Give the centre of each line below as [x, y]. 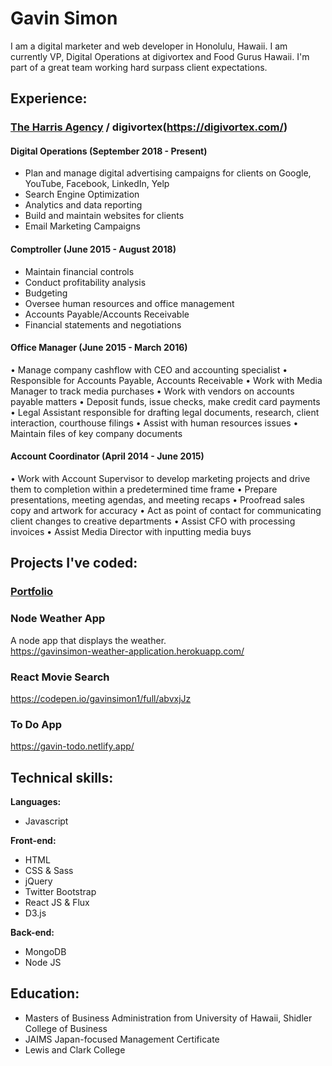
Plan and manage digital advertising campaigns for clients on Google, [168, 173]
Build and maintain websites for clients [104, 216]
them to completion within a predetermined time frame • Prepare [144, 489]
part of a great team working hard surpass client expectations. [139, 67]
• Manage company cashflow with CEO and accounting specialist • [149, 369]
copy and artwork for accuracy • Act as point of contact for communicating [166, 511]
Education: [45, 993]
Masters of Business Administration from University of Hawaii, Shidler [168, 1018]
